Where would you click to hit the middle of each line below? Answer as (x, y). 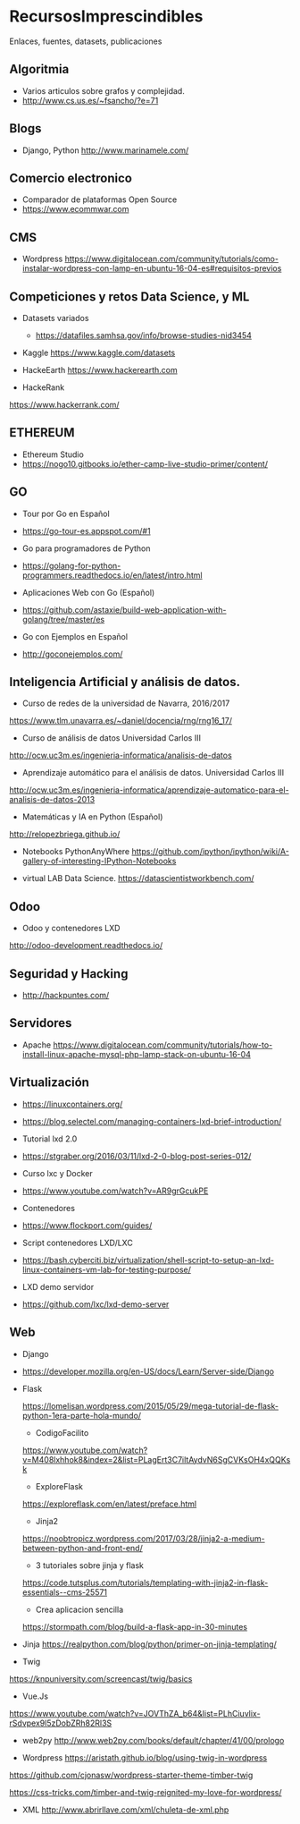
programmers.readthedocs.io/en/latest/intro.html (112, 575)
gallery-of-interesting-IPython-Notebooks (99, 861)
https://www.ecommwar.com (75, 209)
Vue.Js (35, 1696)
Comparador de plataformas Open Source (100, 199)
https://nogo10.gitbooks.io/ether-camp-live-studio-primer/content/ (145, 463)
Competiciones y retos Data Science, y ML (129, 297)
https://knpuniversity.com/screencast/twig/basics (101, 1678)
